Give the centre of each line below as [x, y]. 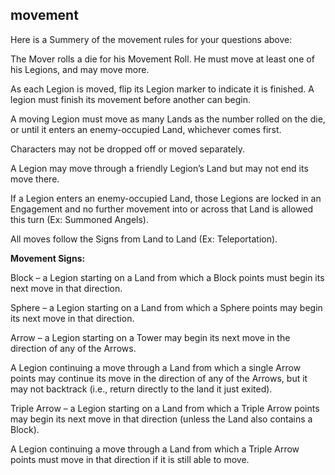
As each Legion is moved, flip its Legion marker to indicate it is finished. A [162, 89]
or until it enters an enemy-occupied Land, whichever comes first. [146, 129]
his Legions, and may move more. [80, 69]
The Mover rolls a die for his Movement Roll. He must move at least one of [162, 59]
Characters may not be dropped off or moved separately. [128, 149]
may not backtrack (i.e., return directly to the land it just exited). [141, 389]
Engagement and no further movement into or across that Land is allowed [162, 209]
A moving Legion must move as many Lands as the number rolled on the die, [168, 119]
